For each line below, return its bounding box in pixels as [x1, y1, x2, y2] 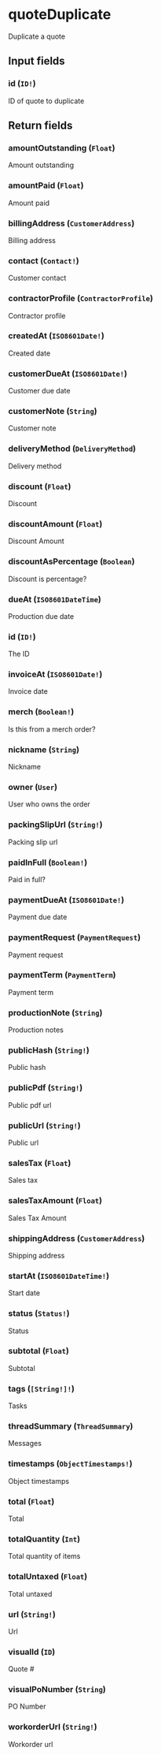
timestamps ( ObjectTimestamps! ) [8, 1459, 133, 1470]
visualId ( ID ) [8, 1646, 56, 1657]
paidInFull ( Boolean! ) [8, 857, 88, 868]
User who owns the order [8, 799, 90, 809]
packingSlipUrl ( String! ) [8, 819, 104, 830]
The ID [8, 649, 30, 659]
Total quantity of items [8, 1552, 81, 1561]
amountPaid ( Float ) [8, 180, 84, 191]
